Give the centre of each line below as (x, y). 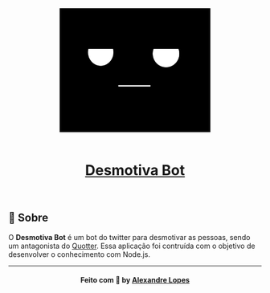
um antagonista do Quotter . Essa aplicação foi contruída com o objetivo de (132, 246)
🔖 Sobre (29, 218)
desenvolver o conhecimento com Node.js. (80, 254)
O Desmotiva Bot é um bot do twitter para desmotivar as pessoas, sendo (129, 237)
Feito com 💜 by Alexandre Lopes (135, 280)
